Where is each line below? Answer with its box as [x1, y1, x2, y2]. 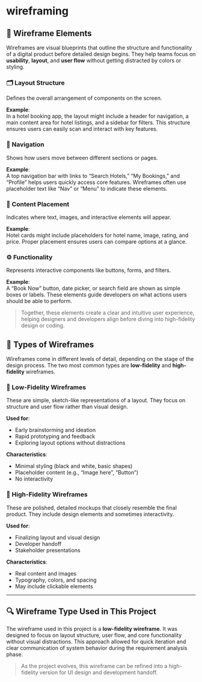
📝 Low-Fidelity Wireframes [6, 383, 86, 392]
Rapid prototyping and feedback [14, 433, 95, 440]
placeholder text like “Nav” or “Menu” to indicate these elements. [6, 185, 168, 192]
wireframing [6, 4, 69, 18]
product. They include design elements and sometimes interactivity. [6, 510, 174, 518]
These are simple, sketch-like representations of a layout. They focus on [6, 397, 186, 404]
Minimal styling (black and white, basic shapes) [14, 462, 133, 470]
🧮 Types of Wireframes [6, 339, 94, 349]
